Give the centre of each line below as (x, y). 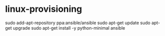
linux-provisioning (44, 9)
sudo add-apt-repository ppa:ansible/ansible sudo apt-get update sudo (78, 23)
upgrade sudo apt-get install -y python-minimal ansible (69, 28)
